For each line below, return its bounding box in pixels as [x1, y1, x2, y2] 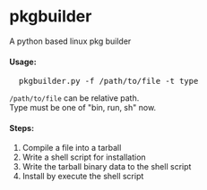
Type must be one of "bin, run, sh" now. [9, 103, 157, 113]
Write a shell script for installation [22, 152, 146, 162]
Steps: [9, 122, 34, 133]
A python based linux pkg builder [9, 36, 132, 46]
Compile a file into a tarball [22, 143, 122, 153]
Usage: [9, 56, 38, 67]
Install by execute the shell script [22, 171, 144, 182]
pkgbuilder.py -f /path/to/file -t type [18, 76, 199, 87]
